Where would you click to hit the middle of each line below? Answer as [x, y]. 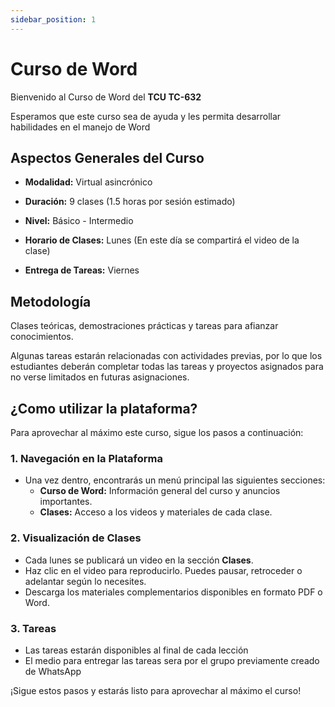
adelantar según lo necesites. [85, 581]
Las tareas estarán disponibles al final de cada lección [136, 650]
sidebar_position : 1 [53, 19]
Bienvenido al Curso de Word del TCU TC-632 [106, 97]
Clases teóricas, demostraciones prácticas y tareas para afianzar [144, 326]
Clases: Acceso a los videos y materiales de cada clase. [156, 512]
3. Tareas [33, 628]
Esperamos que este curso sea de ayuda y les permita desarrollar [146, 116]
